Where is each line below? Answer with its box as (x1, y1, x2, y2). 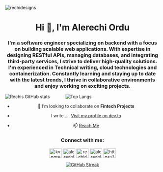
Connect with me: (60, 137, 105, 144)
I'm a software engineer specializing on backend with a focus (8, 39, 157, 46)
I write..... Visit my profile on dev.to (51, 113, 121, 119)
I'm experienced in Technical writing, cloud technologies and (8, 64, 157, 71)
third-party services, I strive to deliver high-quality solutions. (7, 58, 158, 65)
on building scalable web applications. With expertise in (14, 46, 151, 53)
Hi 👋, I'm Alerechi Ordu (35, 22, 130, 33)
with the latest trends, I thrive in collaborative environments (9, 76, 156, 83)
